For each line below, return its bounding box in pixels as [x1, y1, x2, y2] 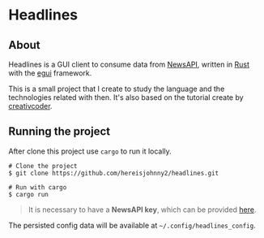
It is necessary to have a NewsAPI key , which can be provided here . [28, 205, 257, 214]
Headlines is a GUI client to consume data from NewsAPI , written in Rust [8, 59, 249, 69]
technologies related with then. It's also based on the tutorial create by [8, 93, 245, 102]
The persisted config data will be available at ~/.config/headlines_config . [8, 220, 257, 230]
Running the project [8, 124, 111, 139]
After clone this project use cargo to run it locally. [8, 146, 172, 156]
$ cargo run [8, 190, 49, 198]
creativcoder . [8, 102, 53, 110]
